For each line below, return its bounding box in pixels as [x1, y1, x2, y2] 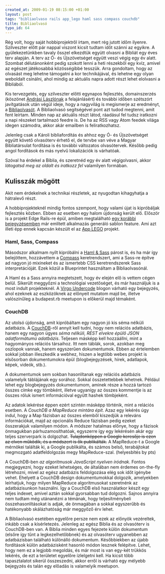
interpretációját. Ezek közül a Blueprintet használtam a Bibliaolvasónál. [5, 265, 148, 271]
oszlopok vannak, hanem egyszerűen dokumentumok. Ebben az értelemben [5, 346, 160, 352]
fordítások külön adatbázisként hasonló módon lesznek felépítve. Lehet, [5, 542, 151, 548]
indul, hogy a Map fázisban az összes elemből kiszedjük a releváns [5, 412, 141, 418]
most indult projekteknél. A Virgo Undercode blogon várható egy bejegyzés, [5, 286, 160, 291]
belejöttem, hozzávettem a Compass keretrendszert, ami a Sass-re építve [5, 255, 154, 261]
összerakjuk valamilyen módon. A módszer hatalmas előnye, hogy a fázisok [5, 423, 159, 429]
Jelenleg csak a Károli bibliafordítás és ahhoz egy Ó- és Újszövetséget [5, 132, 149, 138]
